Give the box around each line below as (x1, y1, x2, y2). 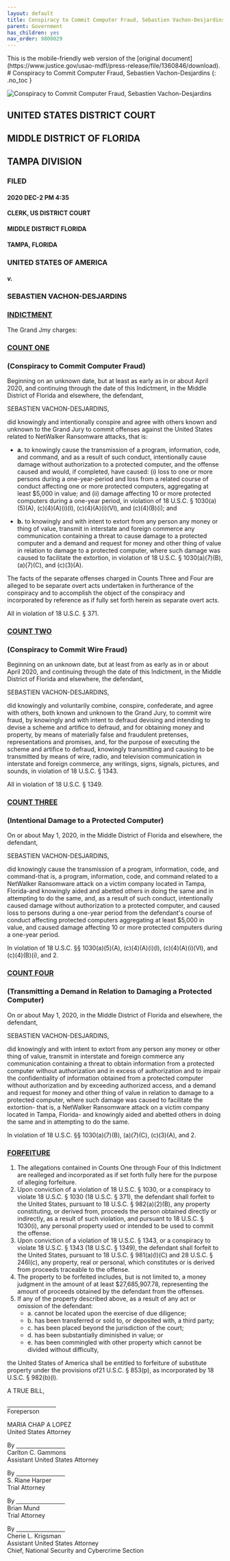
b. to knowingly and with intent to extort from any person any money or (16, 517, 218, 525)
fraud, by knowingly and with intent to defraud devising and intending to (7, 716, 211, 724)
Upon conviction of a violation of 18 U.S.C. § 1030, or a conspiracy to (16, 1185, 211, 1193)
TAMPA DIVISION (7, 156, 82, 168)
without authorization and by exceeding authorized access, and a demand (7, 1081, 216, 1090)
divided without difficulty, (27, 1345, 99, 1353)
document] (161, 54, 193, 62)
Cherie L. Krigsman (7, 1532, 62, 1540)
